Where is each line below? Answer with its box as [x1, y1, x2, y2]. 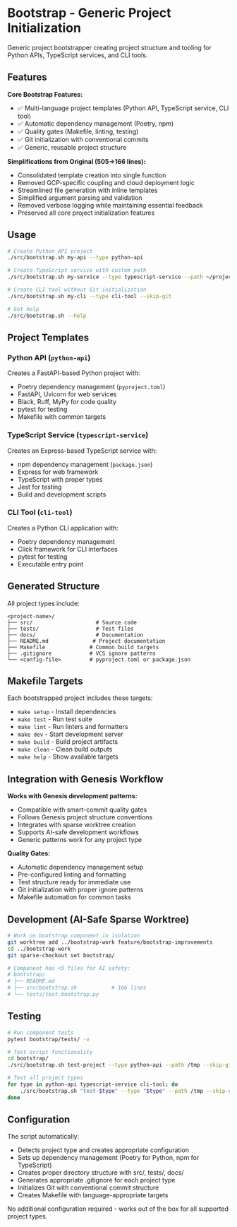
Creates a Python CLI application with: [7, 523, 119, 532]
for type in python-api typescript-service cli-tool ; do [7, 1081, 178, 1089]
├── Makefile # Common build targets [7, 644, 159, 651]
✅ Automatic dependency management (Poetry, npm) [17, 119, 174, 128]
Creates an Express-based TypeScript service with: [7, 446, 157, 455]
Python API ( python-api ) [7, 352, 91, 362]
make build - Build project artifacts [17, 737, 119, 746]
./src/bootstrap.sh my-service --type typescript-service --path [7, 273, 203, 280]
